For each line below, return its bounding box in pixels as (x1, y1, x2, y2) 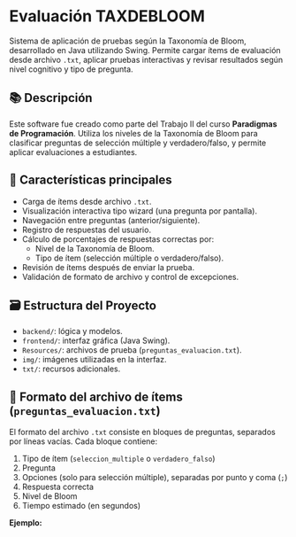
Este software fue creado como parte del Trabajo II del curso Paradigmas (9, 118, 277, 129)
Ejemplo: (9, 518, 42, 528)
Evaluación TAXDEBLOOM (9, 6, 206, 27)
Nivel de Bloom (21, 491, 78, 502)
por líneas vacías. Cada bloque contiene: (9, 436, 158, 447)
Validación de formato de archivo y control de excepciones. (21, 271, 239, 282)
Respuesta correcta (21, 481, 95, 493)
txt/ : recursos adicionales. (21, 363, 121, 374)
